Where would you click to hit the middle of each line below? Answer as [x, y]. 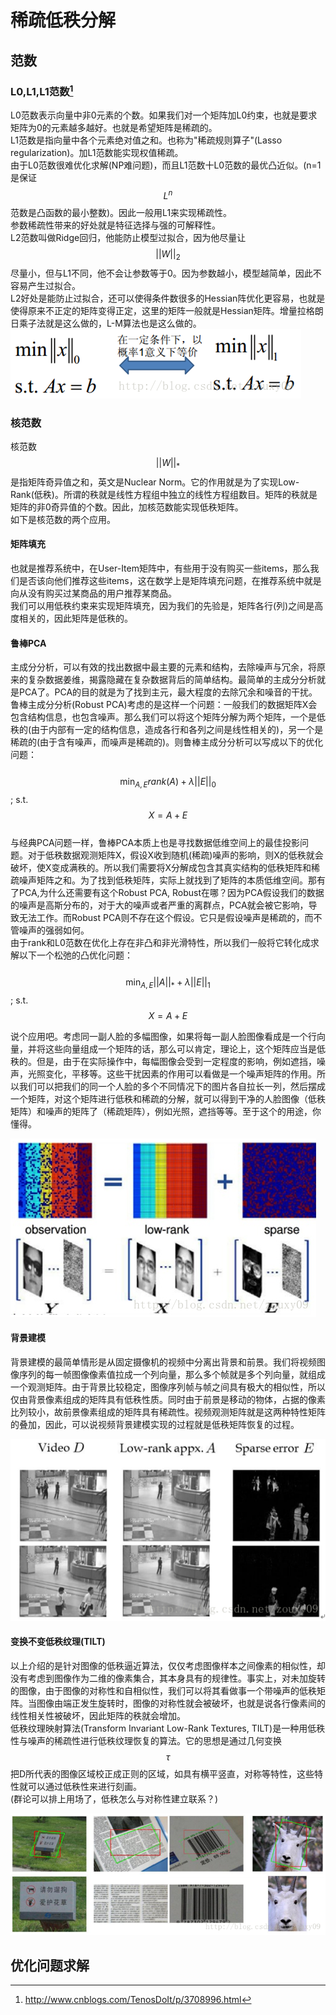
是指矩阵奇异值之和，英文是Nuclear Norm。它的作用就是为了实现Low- [155, 482]
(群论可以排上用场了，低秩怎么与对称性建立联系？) [114, 1798]
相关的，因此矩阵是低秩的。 [75, 618]
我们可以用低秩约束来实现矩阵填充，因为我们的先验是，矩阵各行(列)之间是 [162, 606]
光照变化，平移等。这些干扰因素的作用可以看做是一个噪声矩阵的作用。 [172, 1073]
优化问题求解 [50, 1965]
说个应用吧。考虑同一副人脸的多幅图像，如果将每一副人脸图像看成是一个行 [163, 1036]
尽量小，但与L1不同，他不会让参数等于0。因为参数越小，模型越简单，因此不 [166, 273]
